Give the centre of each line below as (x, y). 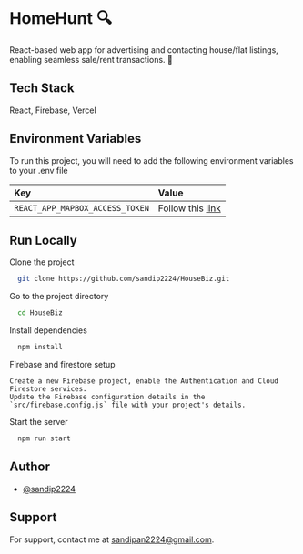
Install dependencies (49, 330)
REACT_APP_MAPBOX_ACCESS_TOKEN (82, 208)
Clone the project (42, 262)
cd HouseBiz (40, 313)
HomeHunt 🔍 (61, 19)
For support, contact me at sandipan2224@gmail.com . (112, 539)
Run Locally (43, 240)
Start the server (39, 422)
